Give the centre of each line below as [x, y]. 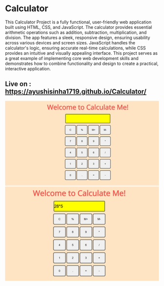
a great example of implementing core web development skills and [72, 58]
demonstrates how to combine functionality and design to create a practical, [82, 63]
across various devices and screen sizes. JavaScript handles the [70, 42]
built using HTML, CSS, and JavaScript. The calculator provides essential [79, 27]
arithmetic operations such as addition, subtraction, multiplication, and [76, 32]
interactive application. [28, 68]
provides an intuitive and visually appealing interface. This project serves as [81, 53]
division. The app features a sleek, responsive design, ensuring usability [78, 38]
